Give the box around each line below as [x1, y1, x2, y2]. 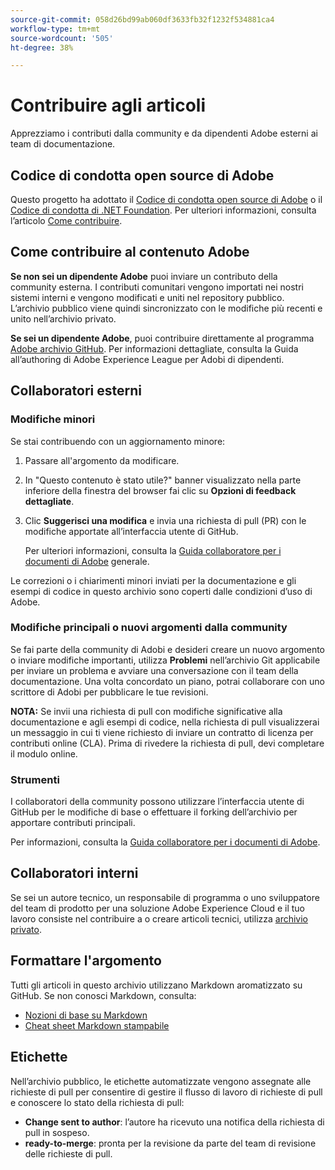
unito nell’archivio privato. [10, 312, 117, 325]
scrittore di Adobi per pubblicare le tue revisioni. [10, 686, 209, 698]
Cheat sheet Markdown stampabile [24, 1019, 170, 1031]
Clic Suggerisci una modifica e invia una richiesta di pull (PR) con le [24, 514, 307, 526]
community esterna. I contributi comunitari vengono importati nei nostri [10, 281, 304, 293]
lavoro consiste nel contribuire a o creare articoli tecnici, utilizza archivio [10, 912, 309, 925]
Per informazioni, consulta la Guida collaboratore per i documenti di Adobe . [10, 836, 321, 848]
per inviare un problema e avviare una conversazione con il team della [10, 664, 299, 676]
